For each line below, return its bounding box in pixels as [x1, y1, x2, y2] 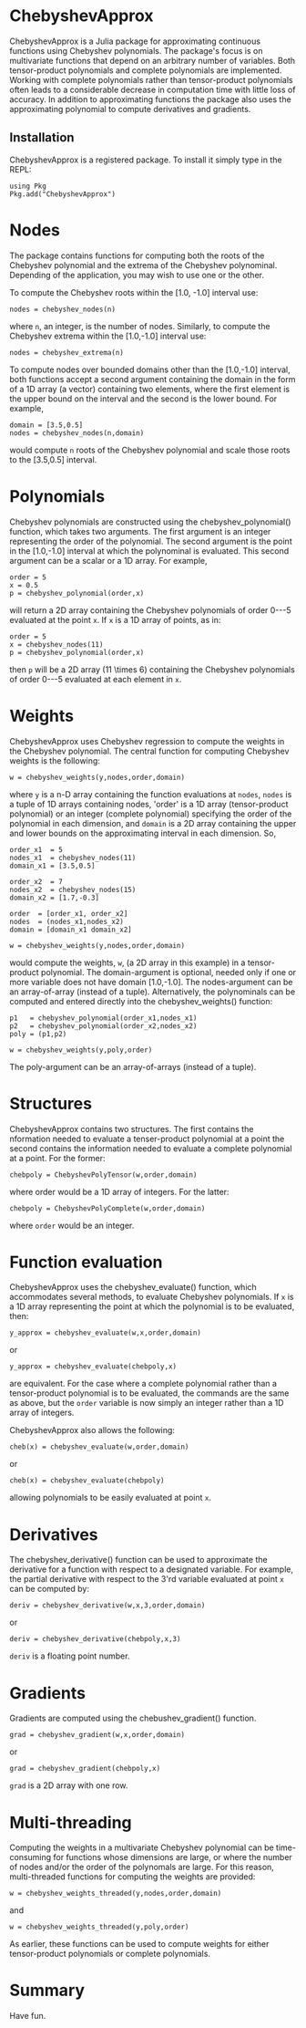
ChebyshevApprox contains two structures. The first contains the [9, 1123, 254, 1134]
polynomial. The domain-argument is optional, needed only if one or [40, 966, 297, 977]
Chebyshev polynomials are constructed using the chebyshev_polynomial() [9, 516, 291, 527]
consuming [9, 1852, 52, 1863]
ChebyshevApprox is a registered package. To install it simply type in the [9, 154, 282, 165]
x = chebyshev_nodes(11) [9, 640, 104, 649]
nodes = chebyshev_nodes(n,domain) [9, 428, 145, 438]
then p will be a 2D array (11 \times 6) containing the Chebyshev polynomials [9, 663, 296, 675]
